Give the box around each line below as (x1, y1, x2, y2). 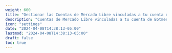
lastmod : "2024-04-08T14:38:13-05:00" (5, 31, 88, 36)
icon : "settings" (5, 21, 42, 27)
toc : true (5, 40, 27, 45)
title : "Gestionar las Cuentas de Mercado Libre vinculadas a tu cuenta (5, 12, 164, 17)
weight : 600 (5, 7, 31, 13)
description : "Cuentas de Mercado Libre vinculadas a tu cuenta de (5, 17, 153, 22)
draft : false (5, 36, 33, 41)
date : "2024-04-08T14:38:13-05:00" (5, 26, 81, 31)
